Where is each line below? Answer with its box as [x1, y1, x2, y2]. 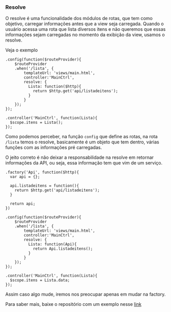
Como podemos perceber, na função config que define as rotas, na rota [5, 134, 158, 140]
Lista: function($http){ [28, 84, 82, 89]
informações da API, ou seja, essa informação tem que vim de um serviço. [5, 160, 163, 166]
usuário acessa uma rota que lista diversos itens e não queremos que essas [5, 26, 166, 32]
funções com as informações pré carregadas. [5, 144, 102, 151]
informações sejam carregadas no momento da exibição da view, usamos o [5, 32, 165, 38]
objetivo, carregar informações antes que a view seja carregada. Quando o [5, 21, 164, 27]
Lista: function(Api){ [28, 242, 77, 247]
